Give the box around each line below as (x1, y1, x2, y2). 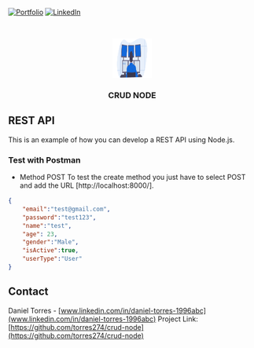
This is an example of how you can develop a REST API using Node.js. (8, 134, 235, 145)
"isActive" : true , (22, 247, 79, 255)
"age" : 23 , (22, 230, 58, 238)
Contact (8, 285, 49, 299)
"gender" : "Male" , (22, 238, 79, 247)
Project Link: (157, 314, 198, 324)
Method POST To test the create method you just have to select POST (19, 173, 246, 182)
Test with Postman (8, 154, 81, 165)
